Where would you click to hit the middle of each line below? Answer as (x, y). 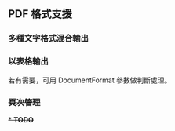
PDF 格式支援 (40, 14)
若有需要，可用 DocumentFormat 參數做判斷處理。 (90, 80)
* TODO (21, 119)
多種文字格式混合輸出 (48, 38)
